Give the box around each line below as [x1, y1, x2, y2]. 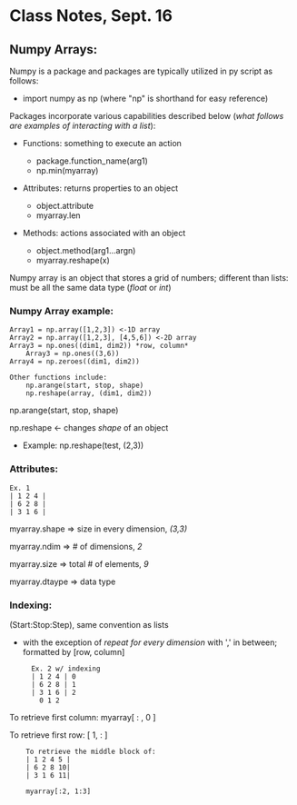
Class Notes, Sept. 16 [9, 5, 173, 26]
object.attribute [35, 201, 94, 211]
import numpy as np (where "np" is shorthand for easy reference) [22, 93, 269, 104]
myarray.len [35, 210, 81, 221]
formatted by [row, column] [22, 646, 125, 657]
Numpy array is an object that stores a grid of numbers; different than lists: [9, 273, 289, 283]
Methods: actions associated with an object [22, 228, 186, 238]
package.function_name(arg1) [35, 155, 148, 166]
